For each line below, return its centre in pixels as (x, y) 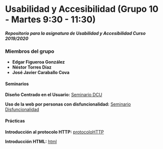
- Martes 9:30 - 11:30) (50, 19)
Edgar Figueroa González (39, 62)
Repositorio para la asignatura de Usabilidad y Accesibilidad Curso (75, 33)
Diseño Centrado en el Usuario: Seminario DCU (54, 95)
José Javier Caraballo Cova (41, 73)
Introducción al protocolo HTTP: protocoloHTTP (54, 132)
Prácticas (15, 121)
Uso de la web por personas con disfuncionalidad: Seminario (68, 104)
